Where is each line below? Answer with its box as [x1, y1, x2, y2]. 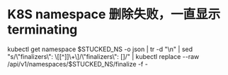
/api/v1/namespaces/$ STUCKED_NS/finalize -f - [7, 60, 149, 68]
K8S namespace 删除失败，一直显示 [7, 6, 221, 22]
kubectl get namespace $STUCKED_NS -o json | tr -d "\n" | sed [7, 45, 193, 53]
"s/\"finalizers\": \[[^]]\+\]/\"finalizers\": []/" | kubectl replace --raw [7, 52, 200, 60]
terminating [7, 22, 78, 38]
